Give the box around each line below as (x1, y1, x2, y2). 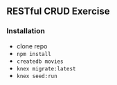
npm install (16, 50, 51, 57)
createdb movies (16, 58, 64, 65)
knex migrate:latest (16, 65, 76, 72)
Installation (6, 26, 46, 36)
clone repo (16, 41, 48, 50)
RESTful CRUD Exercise (6, 6, 110, 17)
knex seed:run (16, 73, 57, 79)
